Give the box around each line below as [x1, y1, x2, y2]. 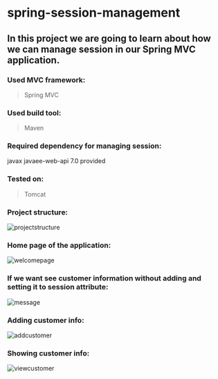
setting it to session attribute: [7, 283, 109, 292]
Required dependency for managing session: [7, 141, 162, 151]
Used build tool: [7, 108, 62, 117]
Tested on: [7, 174, 44, 184]
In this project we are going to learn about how [7, 33, 211, 44]
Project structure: [7, 207, 68, 217]
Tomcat [24, 189, 46, 199]
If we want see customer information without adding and [7, 273, 202, 283]
